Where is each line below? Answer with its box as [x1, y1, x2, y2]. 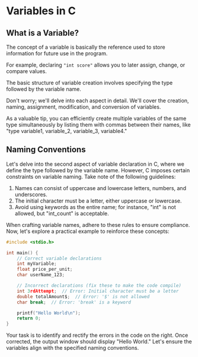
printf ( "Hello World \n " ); [17, 310, 81, 316]
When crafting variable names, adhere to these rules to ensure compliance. [6, 221, 190, 228]
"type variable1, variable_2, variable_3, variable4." [6, 128, 127, 134]
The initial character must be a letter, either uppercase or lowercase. [14, 197, 182, 204]
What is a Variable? [6, 28, 79, 38]
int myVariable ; [17, 261, 58, 267]
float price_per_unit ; [17, 266, 73, 273]
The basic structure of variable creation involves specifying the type [6, 79, 173, 86]
